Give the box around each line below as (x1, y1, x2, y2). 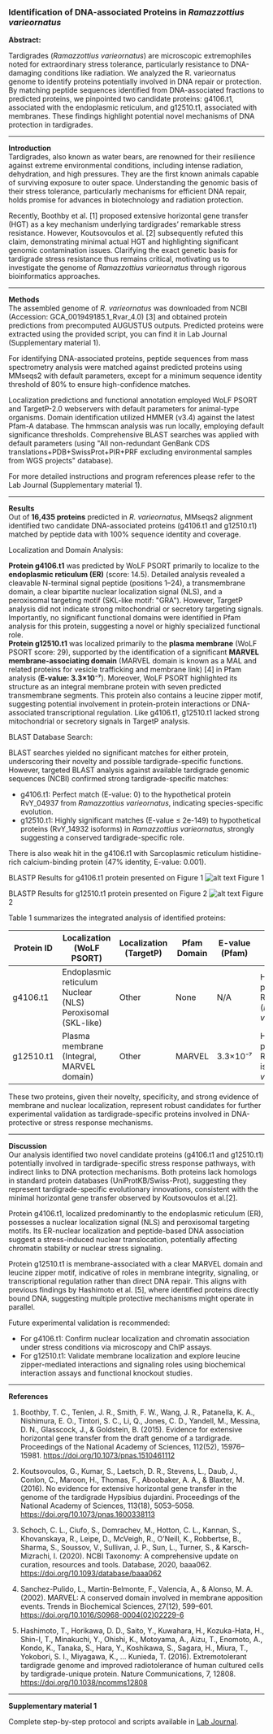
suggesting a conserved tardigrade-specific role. (19, 832, 185, 843)
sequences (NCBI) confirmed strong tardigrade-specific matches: (8, 774, 229, 784)
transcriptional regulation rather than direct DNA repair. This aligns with (8, 1276, 247, 1286)
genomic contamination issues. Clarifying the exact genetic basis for (8, 246, 238, 255)
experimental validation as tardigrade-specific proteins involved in (8, 1109, 230, 1119)
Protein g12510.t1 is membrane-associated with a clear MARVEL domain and (8, 1259, 263, 1269)
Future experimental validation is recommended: (8, 1318, 171, 1328)
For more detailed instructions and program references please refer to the (8, 472, 256, 481)
